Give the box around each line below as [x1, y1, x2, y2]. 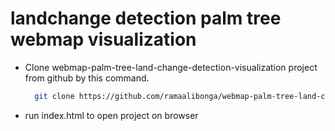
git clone [34, 91, 75, 101]
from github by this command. [24, 72, 150, 84]
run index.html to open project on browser [24, 109, 199, 121]
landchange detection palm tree [10, 7, 282, 30]
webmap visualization [10, 28, 197, 51]
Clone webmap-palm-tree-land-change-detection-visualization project [24, 61, 318, 73]
